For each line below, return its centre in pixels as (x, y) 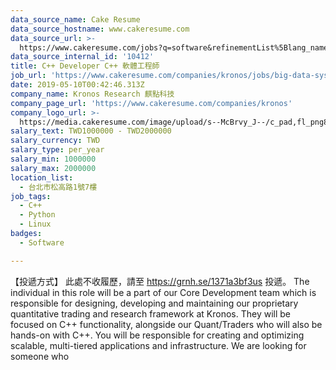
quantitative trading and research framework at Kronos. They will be (150, 313)
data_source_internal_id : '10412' (82, 57)
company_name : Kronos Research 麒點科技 (92, 94)
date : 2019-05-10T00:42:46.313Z (77, 85)
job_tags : (31, 196)
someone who (40, 356)
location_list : (42, 177)
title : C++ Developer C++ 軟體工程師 (85, 66)
